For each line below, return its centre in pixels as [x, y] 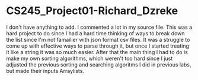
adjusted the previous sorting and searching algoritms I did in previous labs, [99, 64]
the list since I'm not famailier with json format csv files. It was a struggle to [98, 39]
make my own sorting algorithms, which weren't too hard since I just [90, 58]
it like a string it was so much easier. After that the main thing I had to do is [97, 52]
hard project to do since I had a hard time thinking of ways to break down [95, 33]
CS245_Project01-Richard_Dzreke [92, 11]
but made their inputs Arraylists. [45, 71]
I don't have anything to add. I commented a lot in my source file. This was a [99, 27]
